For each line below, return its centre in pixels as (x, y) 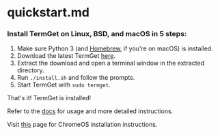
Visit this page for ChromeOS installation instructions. (82, 125)
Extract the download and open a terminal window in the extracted (111, 63)
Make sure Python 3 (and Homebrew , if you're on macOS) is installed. (115, 48)
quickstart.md (49, 13)
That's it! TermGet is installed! (49, 98)
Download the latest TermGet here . (66, 56)
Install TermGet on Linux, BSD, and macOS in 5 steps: (97, 34)
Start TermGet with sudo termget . (64, 85)
